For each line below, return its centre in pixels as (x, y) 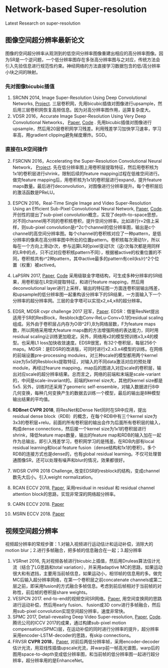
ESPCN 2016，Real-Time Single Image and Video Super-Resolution (82, 203)
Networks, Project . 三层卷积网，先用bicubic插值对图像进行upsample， (85, 103)
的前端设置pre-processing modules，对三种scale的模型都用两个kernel (85, 356)
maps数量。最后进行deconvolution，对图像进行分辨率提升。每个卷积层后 (88, 186)
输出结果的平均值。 (32, 399)
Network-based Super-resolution (76, 9)
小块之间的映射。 (23, 72)
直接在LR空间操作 (26, 149)
